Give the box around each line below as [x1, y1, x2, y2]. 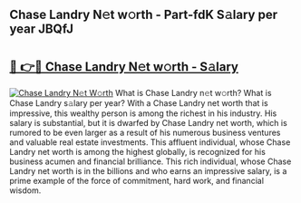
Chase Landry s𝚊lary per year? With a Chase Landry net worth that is [9, 98, 269, 108]
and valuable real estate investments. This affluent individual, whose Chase [9, 137, 291, 148]
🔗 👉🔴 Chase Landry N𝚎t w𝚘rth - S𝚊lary [9, 59, 238, 74]
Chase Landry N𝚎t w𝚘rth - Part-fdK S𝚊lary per [9, 7, 278, 23]
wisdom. [9, 185, 42, 196]
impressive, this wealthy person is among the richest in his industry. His [9, 108, 277, 119]
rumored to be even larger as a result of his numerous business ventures [9, 127, 281, 138]
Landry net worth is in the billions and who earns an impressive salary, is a [9, 166, 287, 176]
